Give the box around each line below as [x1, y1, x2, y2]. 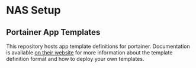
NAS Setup [6, 4, 61, 17]
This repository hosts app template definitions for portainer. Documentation [6, 43, 191, 50]
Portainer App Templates [6, 27, 101, 37]
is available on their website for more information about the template [6, 49, 173, 56]
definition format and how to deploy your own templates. [6, 56, 144, 62]
